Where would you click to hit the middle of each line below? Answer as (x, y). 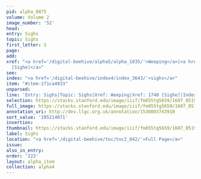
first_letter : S (26, 45)
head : (13, 28)
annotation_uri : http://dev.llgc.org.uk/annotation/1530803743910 (91, 112)
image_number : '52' (31, 23)
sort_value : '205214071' (37, 117)
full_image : (21, 106)
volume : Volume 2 (28, 17)
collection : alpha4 (31, 167)
